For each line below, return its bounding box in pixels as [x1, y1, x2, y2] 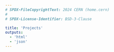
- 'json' [9, 39, 28, 45]
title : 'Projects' [5, 25, 43, 30]
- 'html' [9, 35, 28, 40]
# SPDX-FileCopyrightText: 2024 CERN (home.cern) [5, 7, 110, 12]
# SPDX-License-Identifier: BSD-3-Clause [5, 16, 92, 21]
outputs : [5, 30, 23, 35]
